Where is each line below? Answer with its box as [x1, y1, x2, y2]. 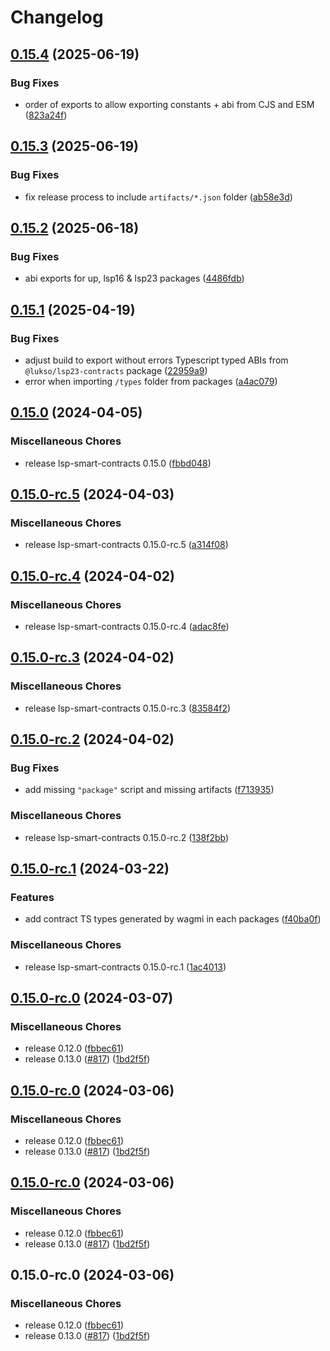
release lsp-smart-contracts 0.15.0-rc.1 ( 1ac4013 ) [24, 961, 227, 973]
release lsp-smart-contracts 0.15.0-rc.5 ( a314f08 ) [24, 539, 229, 551]
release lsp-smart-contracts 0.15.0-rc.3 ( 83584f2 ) [24, 702, 232, 714]
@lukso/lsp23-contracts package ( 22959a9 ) [24, 364, 208, 376]
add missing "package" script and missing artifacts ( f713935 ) [24, 784, 275, 796]
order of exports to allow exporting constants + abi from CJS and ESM [24, 98, 315, 110]
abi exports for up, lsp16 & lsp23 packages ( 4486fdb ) [24, 272, 245, 285]
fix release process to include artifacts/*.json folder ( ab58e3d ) [24, 191, 293, 203]
